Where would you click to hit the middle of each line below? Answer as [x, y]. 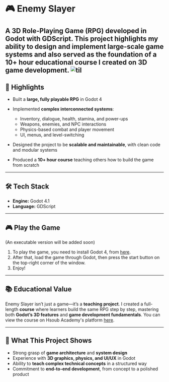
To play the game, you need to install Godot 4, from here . [72, 252]
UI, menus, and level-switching [52, 135]
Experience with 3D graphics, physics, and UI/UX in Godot [74, 358]
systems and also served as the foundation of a [81, 54]
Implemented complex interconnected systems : [63, 109]
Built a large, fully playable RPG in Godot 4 [57, 99]
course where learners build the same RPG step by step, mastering [89, 309]
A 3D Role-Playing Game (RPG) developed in [76, 30]
